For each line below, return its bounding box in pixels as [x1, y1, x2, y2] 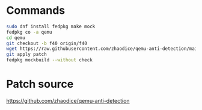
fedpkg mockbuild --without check [6, 57, 93, 63]
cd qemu [6, 34, 26, 41]
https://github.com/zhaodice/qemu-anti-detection [6, 97, 130, 104]
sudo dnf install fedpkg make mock [6, 23, 96, 29]
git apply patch [6, 52, 47, 58]
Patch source [6, 78, 74, 91]
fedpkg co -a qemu [6, 29, 52, 35]
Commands [6, 4, 66, 17]
